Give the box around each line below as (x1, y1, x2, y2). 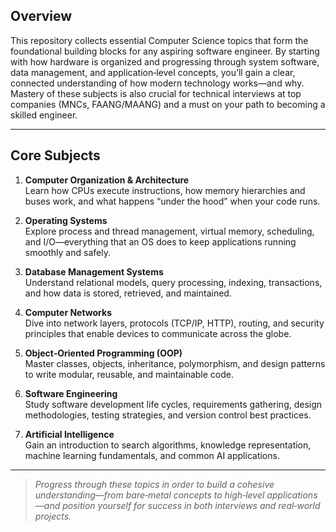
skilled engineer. (10, 109, 78, 121)
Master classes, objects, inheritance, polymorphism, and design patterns (24, 357, 326, 369)
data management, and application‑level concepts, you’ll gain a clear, (10, 66, 296, 78)
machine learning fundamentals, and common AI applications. (24, 449, 280, 461)
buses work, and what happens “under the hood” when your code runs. (24, 195, 321, 207)
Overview (10, 8, 73, 25)
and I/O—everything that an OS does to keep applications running (24, 235, 297, 248)
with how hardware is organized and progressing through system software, (10, 55, 320, 68)
